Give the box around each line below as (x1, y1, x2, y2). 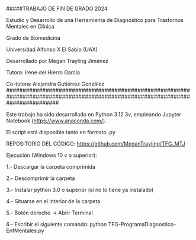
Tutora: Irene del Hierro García (6, 69, 81, 76)
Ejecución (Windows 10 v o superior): (6, 151, 97, 159)
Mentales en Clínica (6, 23, 54, 30)
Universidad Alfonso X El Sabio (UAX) (6, 46, 98, 53)
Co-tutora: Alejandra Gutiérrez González (6, 80, 105, 87)
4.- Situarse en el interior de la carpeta (6, 198, 101, 204)
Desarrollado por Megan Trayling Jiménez (6, 58, 109, 64)
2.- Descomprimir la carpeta (6, 175, 75, 182)
